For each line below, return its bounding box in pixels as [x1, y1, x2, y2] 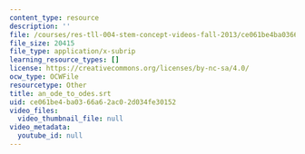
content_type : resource [9, 13, 100, 23]
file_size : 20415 [9, 38, 75, 48]
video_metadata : [9, 123, 71, 132]
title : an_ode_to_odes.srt [9, 89, 112, 98]
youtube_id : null [17, 131, 84, 140]
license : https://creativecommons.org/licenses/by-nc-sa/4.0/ [9, 64, 250, 73]
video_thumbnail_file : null [17, 114, 124, 123]
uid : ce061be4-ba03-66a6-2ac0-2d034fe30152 [9, 97, 177, 107]
